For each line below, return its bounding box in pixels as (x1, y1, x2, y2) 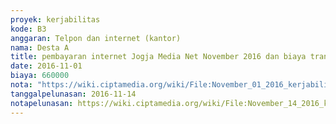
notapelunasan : (10, 98, 74, 108)
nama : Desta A (10, 42, 70, 53)
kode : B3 (10, 24, 47, 34)
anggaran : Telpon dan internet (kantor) (10, 33, 182, 43)
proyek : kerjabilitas (10, 14, 101, 25)
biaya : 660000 (10, 71, 70, 81)
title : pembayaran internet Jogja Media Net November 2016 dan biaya (10, 52, 307, 62)
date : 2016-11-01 (10, 61, 83, 71)
